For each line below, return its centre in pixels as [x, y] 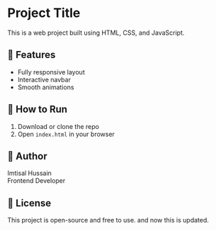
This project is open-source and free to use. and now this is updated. [108, 220]
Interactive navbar [44, 79]
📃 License [29, 203]
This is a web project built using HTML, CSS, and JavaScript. [96, 33]
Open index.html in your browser [66, 134]
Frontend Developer [36, 181]
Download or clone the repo [58, 126]
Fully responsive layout [51, 72]
